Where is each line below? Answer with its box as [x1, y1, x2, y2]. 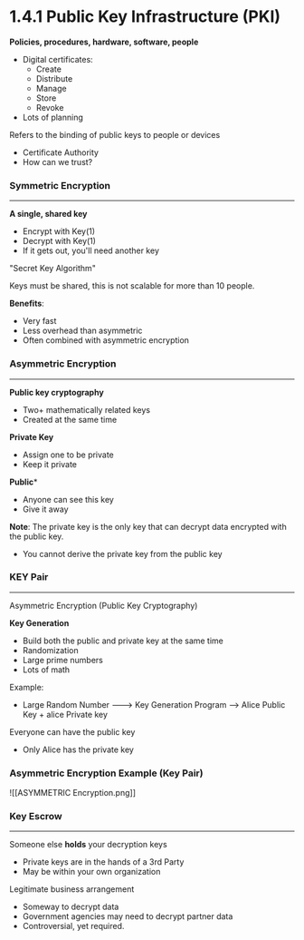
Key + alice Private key [22, 709, 109, 720]
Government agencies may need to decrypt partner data [22, 911, 233, 922]
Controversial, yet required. [22, 921, 125, 932]
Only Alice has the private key [22, 744, 134, 755]
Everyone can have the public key [9, 726, 136, 737]
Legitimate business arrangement [9, 884, 135, 895]
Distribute [35, 73, 73, 83]
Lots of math [22, 664, 71, 675]
